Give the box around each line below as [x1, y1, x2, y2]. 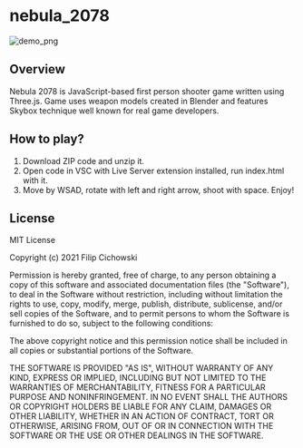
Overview [9, 62, 66, 77]
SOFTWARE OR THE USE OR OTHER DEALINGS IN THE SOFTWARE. [9, 430, 264, 441]
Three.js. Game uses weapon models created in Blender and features [9, 95, 269, 106]
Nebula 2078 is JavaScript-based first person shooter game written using [9, 85, 285, 96]
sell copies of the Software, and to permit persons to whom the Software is [9, 308, 290, 319]
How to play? [9, 131, 84, 147]
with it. [22, 174, 48, 186]
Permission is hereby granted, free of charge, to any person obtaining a [9, 269, 277, 281]
